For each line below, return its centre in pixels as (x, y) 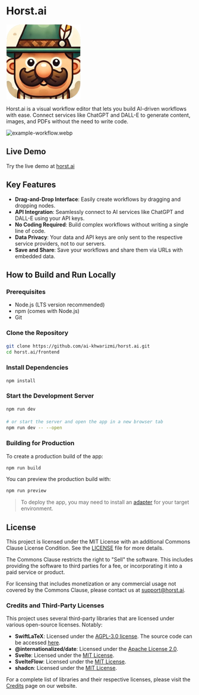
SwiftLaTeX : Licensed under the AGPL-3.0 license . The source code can (103, 637)
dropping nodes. (35, 205)
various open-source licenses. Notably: (54, 625)
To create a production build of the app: (55, 456)
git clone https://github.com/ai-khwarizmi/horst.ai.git (78, 346)
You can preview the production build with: (59, 479)
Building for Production (40, 443)
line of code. (30, 231)
